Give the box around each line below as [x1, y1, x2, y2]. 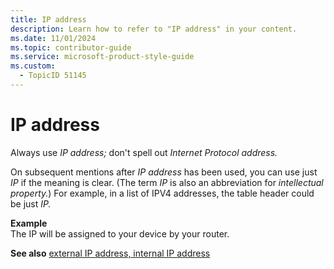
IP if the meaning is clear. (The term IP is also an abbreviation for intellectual [10, 176, 324, 188]
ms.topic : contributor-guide [10, 42, 132, 53]
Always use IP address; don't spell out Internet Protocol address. [10, 146, 278, 158]
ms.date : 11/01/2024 [10, 33, 97, 43]
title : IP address [10, 14, 87, 25]
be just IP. [10, 197, 52, 210]
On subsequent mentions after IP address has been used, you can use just [10, 166, 318, 178]
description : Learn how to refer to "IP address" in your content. [10, 24, 298, 34]
